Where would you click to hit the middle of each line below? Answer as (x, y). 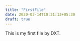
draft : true (18, 19)
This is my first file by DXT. (33, 33)
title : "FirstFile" (26, 10)
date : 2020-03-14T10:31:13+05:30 (40, 14)
